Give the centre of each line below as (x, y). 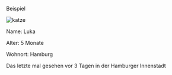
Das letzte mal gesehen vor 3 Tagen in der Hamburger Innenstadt (86, 66)
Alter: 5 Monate (25, 43)
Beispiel (16, 9)
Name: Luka (21, 31)
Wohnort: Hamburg (30, 54)
